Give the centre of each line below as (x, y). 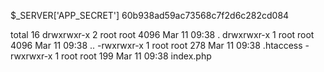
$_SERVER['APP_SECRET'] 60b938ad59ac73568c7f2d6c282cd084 (150, 15)
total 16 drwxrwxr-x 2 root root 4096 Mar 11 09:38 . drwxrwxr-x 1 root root (162, 34)
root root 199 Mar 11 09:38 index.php (136, 56)
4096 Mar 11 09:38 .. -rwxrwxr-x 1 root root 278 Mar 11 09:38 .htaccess (156, 45)
